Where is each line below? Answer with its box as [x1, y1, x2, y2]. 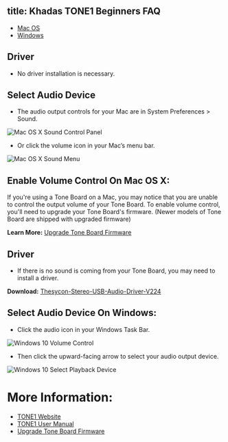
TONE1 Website [16, 412, 61, 421]
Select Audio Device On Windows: [7, 307, 157, 319]
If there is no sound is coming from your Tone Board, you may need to [16, 266, 216, 275]
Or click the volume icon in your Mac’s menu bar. [16, 141, 156, 150]
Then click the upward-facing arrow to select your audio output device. [16, 352, 219, 360]
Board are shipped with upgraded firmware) [7, 215, 132, 223]
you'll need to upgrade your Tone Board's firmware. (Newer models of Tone [7, 208, 222, 216]
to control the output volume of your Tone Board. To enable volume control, [7, 200, 220, 209]
